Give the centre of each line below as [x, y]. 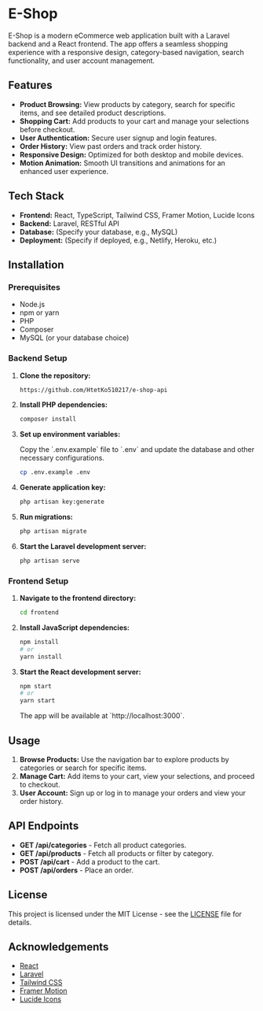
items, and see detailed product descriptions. [93, 113]
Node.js [32, 305]
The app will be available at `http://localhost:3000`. [102, 716]
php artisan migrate [53, 531]
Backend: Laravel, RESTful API [69, 223]
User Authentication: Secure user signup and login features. [118, 138]
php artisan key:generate [62, 502]
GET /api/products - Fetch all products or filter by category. [117, 853]
